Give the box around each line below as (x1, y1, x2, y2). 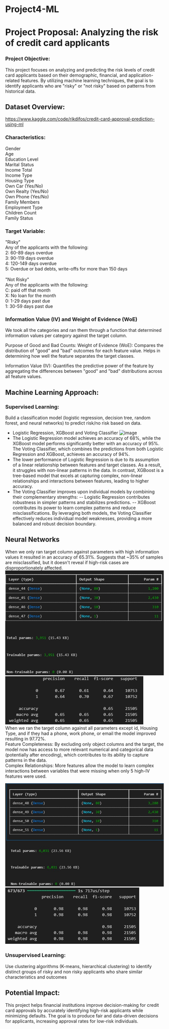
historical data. (5, 88, 36, 94)
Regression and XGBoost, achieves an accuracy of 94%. (12, 451, 130, 457)
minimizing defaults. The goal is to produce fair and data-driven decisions (5, 1012, 158, 1018)
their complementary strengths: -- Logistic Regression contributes (12, 494, 150, 500)
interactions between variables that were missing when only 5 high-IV (5, 768, 150, 774)
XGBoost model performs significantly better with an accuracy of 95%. (12, 441, 159, 447)
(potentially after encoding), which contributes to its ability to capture (5, 751, 149, 758)
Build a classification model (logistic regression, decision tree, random (5, 415, 151, 421)
